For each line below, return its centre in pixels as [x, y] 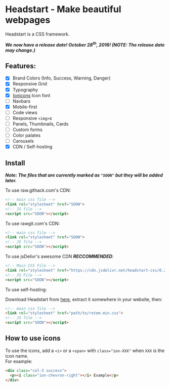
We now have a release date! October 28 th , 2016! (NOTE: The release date [85, 44]
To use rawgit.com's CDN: [33, 223]
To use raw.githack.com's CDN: [38, 190]
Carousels [23, 141]
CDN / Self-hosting [32, 147]
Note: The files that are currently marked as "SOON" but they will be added [84, 175]
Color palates [27, 136]
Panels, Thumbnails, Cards [40, 124]
